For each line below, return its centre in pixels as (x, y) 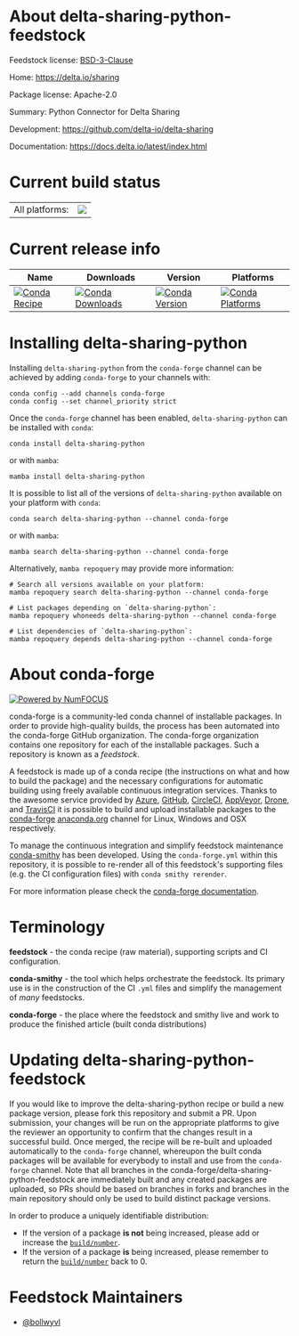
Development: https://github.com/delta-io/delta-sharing (111, 129)
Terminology (57, 927)
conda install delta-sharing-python (77, 444)
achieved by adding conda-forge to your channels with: (110, 377)
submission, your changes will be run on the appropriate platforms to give (145, 1122)
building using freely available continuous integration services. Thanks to (143, 790)
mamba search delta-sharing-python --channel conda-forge (119, 551)
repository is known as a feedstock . (75, 754)
